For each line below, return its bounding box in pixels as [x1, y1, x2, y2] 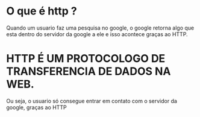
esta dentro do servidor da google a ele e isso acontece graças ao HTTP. [6, 30, 188, 37]
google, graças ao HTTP [6, 104, 67, 111]
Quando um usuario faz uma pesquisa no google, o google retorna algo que [6, 24, 195, 31]
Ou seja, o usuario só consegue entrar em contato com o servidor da [6, 97, 178, 104]
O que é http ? [6, 4, 77, 18]
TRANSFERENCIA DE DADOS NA [6, 65, 171, 78]
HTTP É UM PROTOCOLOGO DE [6, 52, 166, 66]
